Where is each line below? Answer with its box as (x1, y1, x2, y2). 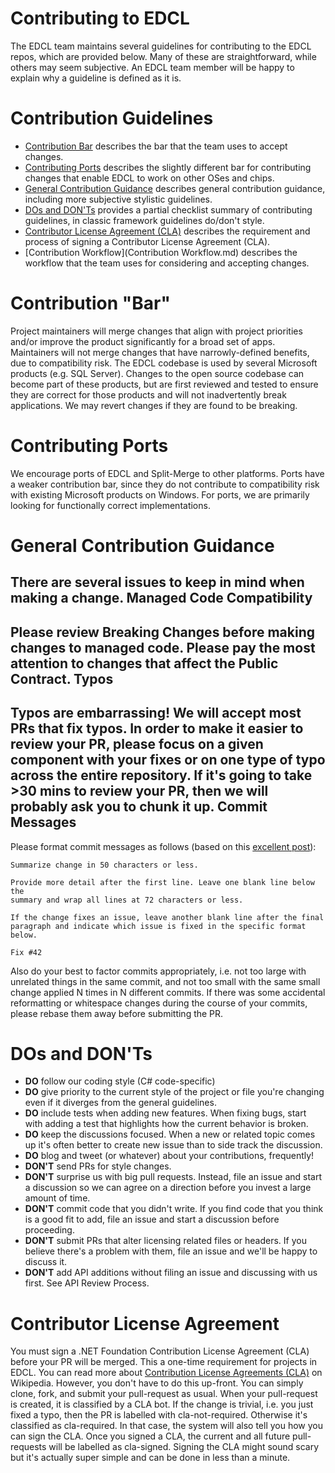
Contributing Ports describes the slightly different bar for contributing (24, 161, 312, 173)
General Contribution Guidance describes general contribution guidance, (24, 182, 326, 194)
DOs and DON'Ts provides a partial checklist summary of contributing (24, 203, 313, 216)
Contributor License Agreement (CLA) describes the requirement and (24, 225, 311, 237)
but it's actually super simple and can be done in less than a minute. (10, 1452, 291, 1464)
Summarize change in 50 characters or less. (10, 860, 199, 870)
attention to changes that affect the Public (10, 655, 279, 672)
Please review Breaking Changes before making (10, 623, 315, 641)
